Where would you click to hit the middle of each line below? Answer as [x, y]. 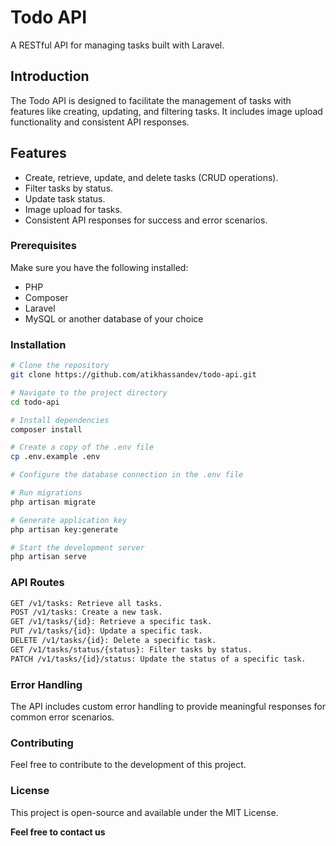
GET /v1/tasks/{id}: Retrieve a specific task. [111, 622]
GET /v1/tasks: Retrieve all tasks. [86, 603]
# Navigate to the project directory [89, 392]
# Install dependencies [60, 420]
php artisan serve [48, 557]
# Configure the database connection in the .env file [127, 475]
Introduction [50, 76]
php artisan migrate [53, 502]
